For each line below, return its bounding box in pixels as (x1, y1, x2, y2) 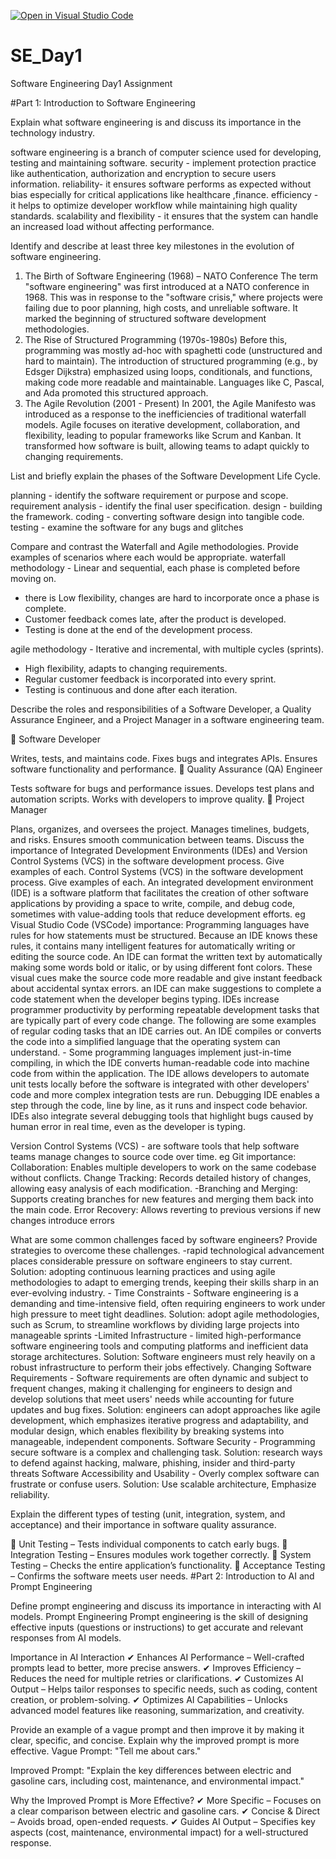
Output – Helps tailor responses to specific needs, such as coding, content (10, 1683, 318, 1695)
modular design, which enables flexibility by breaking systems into (10, 1425, 285, 1437)
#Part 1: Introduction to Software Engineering (10, 96, 196, 109)
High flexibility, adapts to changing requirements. (24, 662, 228, 674)
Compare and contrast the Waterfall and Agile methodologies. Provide (10, 540, 299, 552)
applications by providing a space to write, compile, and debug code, (10, 897, 296, 909)
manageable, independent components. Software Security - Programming (10, 1435, 316, 1447)
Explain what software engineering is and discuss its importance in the (10, 116, 302, 128)
